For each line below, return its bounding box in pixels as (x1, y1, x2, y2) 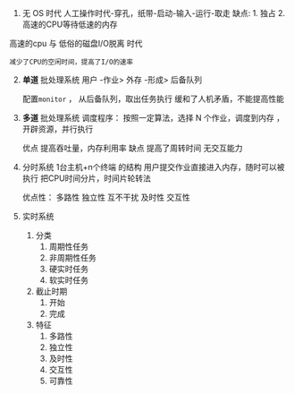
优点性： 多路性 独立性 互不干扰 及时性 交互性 (21, 192, 190, 202)
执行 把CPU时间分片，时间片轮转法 (21, 173, 152, 184)
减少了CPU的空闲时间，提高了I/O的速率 (9, 57, 134, 66)
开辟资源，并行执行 (21, 124, 94, 134)
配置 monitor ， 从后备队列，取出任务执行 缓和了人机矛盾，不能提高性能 (21, 93, 284, 104)
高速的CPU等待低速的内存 (21, 19, 118, 30)
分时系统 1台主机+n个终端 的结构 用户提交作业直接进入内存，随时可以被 (21, 162, 285, 172)
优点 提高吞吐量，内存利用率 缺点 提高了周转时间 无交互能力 (21, 142, 243, 153)
